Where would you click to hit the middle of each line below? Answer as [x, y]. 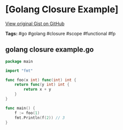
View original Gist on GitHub [35, 24]
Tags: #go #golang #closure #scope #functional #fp [60, 33]
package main [19, 61]
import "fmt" [19, 71]
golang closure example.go [50, 50]
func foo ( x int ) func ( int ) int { [41, 80]
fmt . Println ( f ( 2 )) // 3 [40, 118]
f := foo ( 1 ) [27, 113]
